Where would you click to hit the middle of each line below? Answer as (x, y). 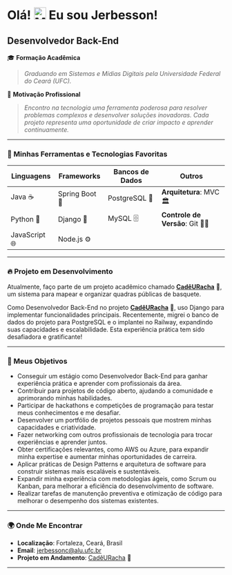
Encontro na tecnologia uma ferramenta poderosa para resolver (116, 108)
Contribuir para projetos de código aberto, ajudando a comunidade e (115, 391)
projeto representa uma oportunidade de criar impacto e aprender (119, 122)
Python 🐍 (25, 220)
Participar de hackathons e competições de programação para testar (115, 405)
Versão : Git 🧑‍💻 (185, 224)
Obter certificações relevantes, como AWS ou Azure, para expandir (113, 449)
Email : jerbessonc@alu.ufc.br (59, 550)
